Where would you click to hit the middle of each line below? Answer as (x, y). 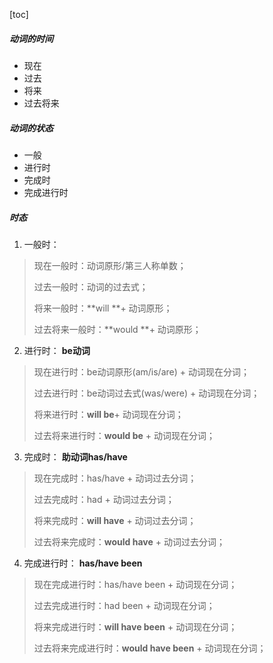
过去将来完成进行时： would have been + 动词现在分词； (150, 648)
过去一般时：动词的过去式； (91, 286)
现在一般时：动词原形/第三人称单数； (110, 265)
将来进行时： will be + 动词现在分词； (108, 414)
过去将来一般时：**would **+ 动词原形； (117, 329)
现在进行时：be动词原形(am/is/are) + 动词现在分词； (141, 371)
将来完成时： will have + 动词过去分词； (115, 520)
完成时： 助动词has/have (75, 456)
